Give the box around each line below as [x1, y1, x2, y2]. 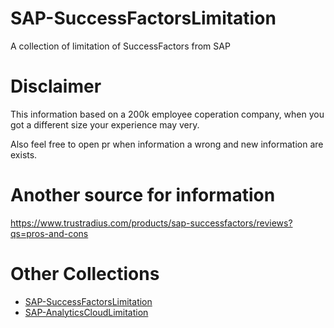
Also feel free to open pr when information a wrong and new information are [10, 138, 324, 150]
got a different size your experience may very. [10, 118, 200, 131]
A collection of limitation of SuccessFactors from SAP [10, 40, 231, 52]
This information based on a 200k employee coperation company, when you [10, 108, 325, 120]
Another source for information [10, 184, 276, 207]
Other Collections [10, 263, 160, 285]
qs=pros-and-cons [10, 227, 89, 239]
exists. [10, 148, 38, 161]
